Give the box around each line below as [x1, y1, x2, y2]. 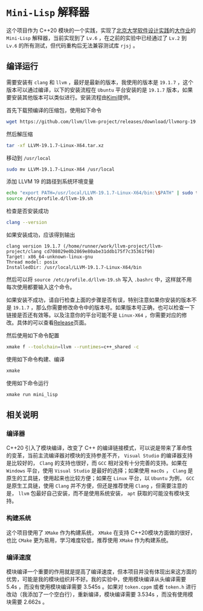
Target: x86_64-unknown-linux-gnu [6, 254, 94, 260]
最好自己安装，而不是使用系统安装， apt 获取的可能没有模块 [36, 490, 185, 497]
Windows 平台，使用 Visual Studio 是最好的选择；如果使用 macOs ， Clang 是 [6, 467, 193, 474]
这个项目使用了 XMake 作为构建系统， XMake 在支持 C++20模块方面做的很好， [6, 529, 196, 536]
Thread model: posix [6, 259, 59, 265]
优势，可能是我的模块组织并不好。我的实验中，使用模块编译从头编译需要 [6, 575, 186, 583]
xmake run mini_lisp [6, 391, 59, 397]
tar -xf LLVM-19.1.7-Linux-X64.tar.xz [6, 142, 104, 148]
